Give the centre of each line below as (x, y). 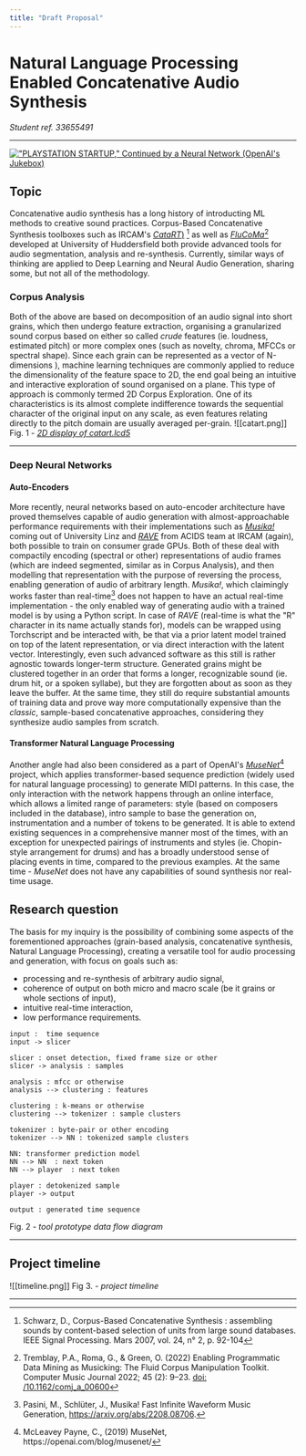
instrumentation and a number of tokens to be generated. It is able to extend (153, 823)
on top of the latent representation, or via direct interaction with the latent (147, 645)
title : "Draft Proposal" (56, 18)
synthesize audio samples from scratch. (84, 723)
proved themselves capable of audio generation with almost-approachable (149, 517)
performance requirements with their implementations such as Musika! (142, 526)
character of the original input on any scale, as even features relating (139, 414)
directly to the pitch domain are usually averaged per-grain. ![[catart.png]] (148, 423)
